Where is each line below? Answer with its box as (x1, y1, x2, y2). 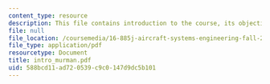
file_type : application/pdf (8, 42, 103, 50)
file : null (8, 26, 45, 34)
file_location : (8, 34, 59, 42)
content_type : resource (8, 11, 88, 20)
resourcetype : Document (8, 49, 88, 57)
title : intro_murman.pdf (8, 57, 92, 65)
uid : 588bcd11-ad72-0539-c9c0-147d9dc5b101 (8, 64, 157, 72)
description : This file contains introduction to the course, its (8, 19, 235, 27)
